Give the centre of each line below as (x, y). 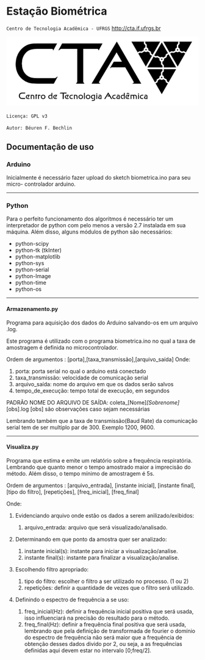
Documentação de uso (50, 147)
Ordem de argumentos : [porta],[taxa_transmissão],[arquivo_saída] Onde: (99, 359)
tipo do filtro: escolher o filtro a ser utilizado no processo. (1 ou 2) (106, 581)
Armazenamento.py (32, 309)
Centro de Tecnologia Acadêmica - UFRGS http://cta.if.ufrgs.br (84, 28)
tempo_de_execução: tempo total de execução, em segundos (92, 391)
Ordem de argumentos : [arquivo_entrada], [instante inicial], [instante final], (101, 485)
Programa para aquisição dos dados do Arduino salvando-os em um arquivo (102, 323)
